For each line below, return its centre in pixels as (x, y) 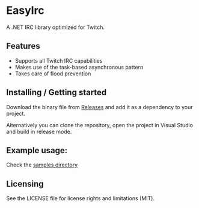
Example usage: (37, 150)
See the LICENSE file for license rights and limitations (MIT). (81, 198)
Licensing (25, 184)
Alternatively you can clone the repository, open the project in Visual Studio (100, 125)
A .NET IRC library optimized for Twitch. (56, 27)
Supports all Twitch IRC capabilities (59, 60)
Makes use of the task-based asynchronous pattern (79, 67)
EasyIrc (25, 11)
